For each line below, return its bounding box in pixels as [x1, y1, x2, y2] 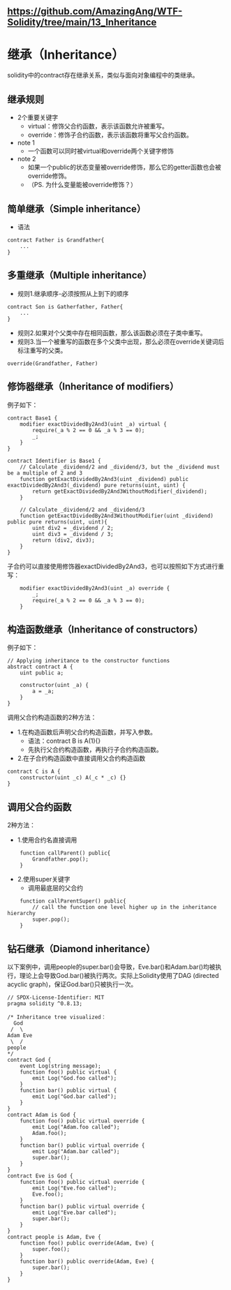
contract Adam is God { [7, 1111, 77, 1119]
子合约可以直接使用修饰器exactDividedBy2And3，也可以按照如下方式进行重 [7, 562, 225, 570]
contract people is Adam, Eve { [7, 1233, 101, 1241]
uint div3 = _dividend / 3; [32, 531, 114, 537]
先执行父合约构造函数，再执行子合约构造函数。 [27, 746, 163, 754]
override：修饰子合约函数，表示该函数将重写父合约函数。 [27, 131, 193, 139]
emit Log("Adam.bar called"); [32, 1148, 120, 1155]
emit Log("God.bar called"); [32, 1093, 117, 1100]
